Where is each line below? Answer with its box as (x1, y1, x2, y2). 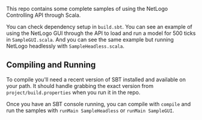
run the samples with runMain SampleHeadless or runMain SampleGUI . (6, 107, 174, 114)
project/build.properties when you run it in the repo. (6, 89, 141, 96)
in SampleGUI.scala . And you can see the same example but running (6, 36, 174, 43)
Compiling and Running (6, 60, 96, 70)
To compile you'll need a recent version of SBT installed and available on (6, 75, 186, 83)
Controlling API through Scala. (6, 11, 81, 19)
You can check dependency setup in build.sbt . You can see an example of (6, 24, 192, 30)
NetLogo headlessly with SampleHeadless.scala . (6, 42, 125, 49)
